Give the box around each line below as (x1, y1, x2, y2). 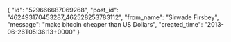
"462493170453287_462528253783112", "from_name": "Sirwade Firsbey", (7, 13, 219, 21)
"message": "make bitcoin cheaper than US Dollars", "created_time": (7, 21, 203, 28)
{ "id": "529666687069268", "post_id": (7, 6, 119, 14)
